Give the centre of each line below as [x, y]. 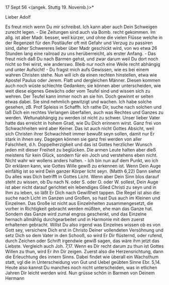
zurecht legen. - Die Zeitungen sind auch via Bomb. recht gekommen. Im [80, 32]
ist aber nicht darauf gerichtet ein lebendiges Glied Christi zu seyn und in [81, 187]
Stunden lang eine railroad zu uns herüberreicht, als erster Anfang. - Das [80, 53]
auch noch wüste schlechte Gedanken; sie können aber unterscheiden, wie [83, 86]
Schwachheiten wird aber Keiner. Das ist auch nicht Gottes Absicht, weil [80, 128]
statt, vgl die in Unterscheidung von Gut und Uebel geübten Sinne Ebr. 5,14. [83, 262]
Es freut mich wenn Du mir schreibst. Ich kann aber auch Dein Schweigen [81, 27]
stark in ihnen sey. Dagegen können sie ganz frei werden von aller [74, 139]
